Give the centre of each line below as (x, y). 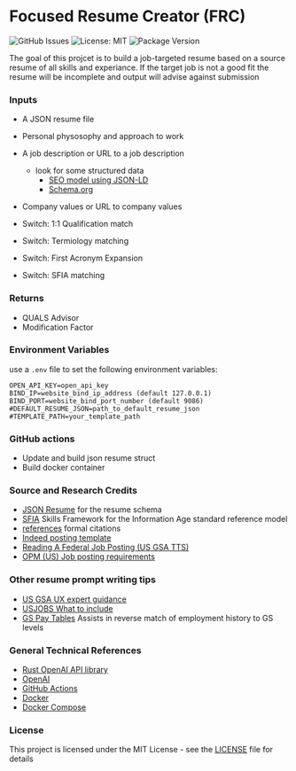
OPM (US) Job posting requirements (88, 557)
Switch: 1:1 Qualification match (78, 224)
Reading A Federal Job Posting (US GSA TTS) (105, 548)
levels (33, 627)
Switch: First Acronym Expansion (82, 258)
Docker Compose (54, 707)
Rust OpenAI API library (65, 670)
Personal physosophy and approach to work (103, 136)
